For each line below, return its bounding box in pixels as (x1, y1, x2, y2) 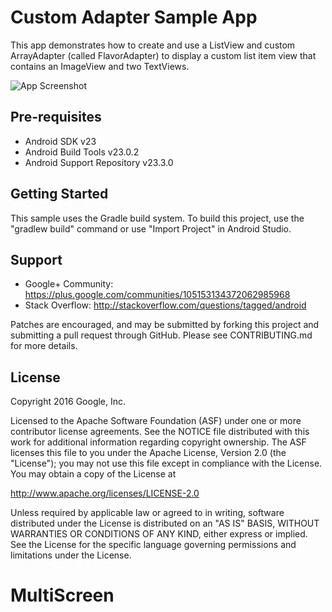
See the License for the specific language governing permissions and (10, 539, 297, 551)
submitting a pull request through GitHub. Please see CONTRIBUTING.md (10, 329, 313, 341)
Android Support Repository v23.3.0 (24, 156, 174, 168)
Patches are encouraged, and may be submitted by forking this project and (10, 319, 320, 331)
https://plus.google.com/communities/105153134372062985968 (24, 289, 291, 301)
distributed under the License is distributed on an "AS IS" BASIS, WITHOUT (10, 517, 320, 530)
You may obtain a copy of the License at (10, 468, 177, 480)
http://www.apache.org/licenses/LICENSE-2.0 (10, 487, 200, 500)
